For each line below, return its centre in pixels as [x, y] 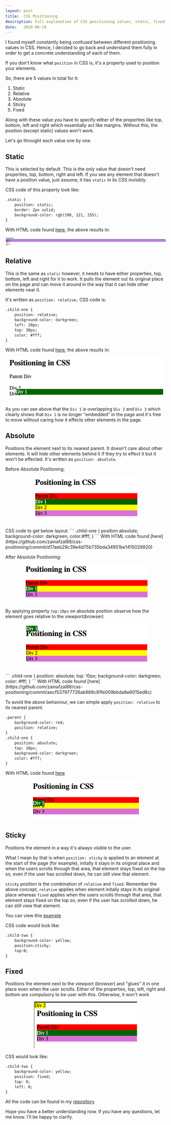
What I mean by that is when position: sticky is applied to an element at [82, 858]
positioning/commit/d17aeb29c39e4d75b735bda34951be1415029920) [79, 547]
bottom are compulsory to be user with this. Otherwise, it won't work [77, 995]
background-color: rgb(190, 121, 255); [57, 215]
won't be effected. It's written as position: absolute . [61, 459]
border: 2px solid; [35, 210]
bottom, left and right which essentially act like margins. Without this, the [81, 125]
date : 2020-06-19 [26, 27]
